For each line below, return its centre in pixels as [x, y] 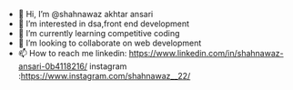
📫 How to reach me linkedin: [72, 53]
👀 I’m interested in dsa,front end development [103, 24]
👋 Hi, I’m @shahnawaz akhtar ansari [86, 14]
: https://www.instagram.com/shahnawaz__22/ [104, 76]
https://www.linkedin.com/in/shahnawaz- [206, 53]
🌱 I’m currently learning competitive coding [99, 33]
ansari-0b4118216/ [53, 66]
